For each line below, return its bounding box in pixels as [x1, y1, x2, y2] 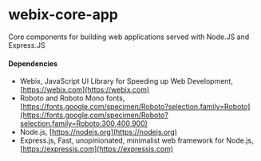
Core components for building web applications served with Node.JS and [8, 32, 250, 41]
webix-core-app [8, 6, 118, 24]
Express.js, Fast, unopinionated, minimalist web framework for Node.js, [19, 135, 254, 145]
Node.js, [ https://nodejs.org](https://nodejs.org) [19, 128, 178, 137]
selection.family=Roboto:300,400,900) [19, 119, 148, 128]
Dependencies [8, 58, 58, 69]
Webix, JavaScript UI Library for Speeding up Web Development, [19, 77, 234, 86]
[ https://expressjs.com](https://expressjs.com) [19, 144, 174, 154]
